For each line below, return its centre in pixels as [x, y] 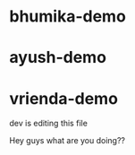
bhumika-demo [68, 17]
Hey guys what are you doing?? [67, 141]
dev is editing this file [48, 124]
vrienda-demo [64, 98]
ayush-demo [58, 58]
